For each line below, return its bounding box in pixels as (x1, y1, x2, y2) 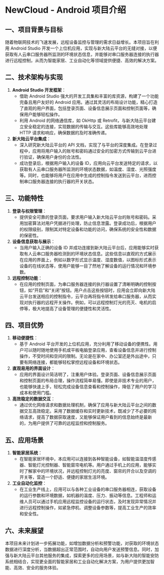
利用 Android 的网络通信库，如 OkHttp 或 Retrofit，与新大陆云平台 (19, 118, 152, 123)
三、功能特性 (5, 194, 44, 202)
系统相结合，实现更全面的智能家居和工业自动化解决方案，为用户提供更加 (5, 559, 150, 565)
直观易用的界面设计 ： (12, 365, 55, 371)
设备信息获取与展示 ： (12, 238, 55, 244)
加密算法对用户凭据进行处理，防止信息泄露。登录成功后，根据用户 (23, 220, 157, 226)
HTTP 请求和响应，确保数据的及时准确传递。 (19, 130, 109, 136)
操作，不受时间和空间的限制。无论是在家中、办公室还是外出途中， (19, 353, 152, 359)
